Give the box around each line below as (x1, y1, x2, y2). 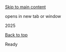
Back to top (5, 32, 28, 38)
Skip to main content (5, 4, 46, 10)
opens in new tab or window (5, 13, 61, 19)
